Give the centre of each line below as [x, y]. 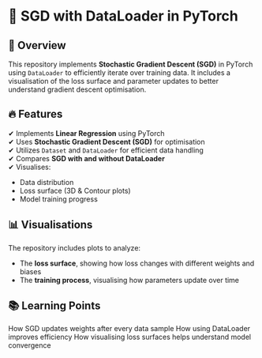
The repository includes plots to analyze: [74, 247]
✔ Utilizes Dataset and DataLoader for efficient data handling [106, 150]
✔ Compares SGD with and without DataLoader [87, 158]
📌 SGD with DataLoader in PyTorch [124, 16]
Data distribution [47, 182]
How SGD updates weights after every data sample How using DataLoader [129, 329]
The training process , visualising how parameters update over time [129, 280]
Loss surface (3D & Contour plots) [75, 190]
